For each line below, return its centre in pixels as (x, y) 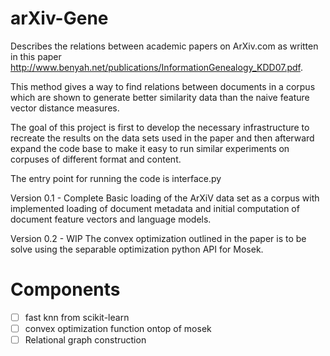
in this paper (36, 56)
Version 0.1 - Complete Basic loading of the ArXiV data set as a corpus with (165, 198)
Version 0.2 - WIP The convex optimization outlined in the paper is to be (158, 238)
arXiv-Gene (59, 18)
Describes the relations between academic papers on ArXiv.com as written (164, 46)
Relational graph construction (85, 340)
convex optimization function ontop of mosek (118, 328)
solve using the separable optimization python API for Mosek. (137, 249)
